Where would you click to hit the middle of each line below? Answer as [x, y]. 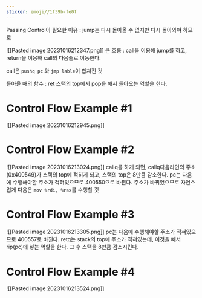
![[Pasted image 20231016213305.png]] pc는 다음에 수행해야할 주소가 [91, 232]
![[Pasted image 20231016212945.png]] [55, 125]
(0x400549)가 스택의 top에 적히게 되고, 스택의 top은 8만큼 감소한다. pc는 [94, 174]
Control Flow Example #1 [69, 108]
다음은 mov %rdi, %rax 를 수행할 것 [58, 189]
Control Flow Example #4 [70, 272]
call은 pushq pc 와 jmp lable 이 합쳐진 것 [54, 71]
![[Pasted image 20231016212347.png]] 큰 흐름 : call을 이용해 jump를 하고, [97, 50]
